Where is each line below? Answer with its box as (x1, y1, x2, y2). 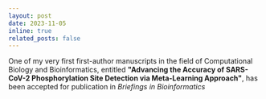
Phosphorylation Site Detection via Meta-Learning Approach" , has (31, 73, 259, 83)
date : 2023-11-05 (8, 19, 67, 27)
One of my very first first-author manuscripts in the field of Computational (8, 56, 253, 66)
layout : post (8, 11, 52, 20)
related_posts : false (8, 34, 81, 43)
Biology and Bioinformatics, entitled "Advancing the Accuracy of (8, 65, 225, 75)
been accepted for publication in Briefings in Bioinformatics (8, 82, 206, 92)
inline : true (8, 27, 52, 35)
